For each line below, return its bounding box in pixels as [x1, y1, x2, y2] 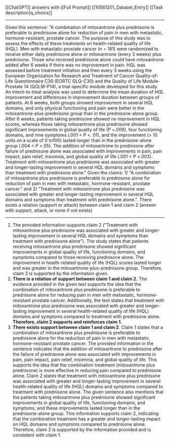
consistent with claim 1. [12, 432, 62, 438]
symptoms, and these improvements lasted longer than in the [12, 405, 141, 411]
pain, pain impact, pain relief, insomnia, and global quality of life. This [12, 357, 157, 362]
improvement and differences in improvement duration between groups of [5, 94, 160, 100]
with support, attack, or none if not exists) [5, 207, 93, 213]
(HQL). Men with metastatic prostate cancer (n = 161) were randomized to [5, 46, 158, 52]
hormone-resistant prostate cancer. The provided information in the [12, 341, 154, 346]
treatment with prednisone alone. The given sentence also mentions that [12, 389, 164, 395]
